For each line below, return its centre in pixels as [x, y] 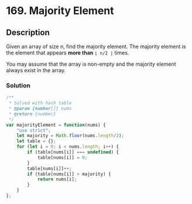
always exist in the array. [36, 70]
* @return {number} [32, 114]
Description [28, 33]
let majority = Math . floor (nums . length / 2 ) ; [71, 136]
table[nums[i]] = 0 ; [62, 157]
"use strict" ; [34, 130]
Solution [18, 85]
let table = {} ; [37, 141]
